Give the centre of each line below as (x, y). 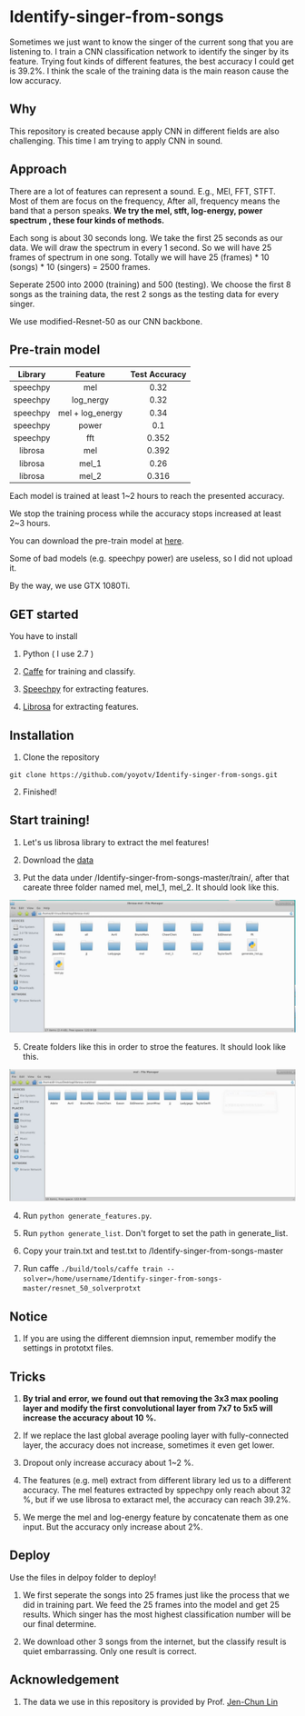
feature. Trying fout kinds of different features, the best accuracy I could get (152, 61)
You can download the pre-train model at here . (97, 541)
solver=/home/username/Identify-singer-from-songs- (122, 1279)
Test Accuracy (158, 374)
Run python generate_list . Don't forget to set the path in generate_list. (155, 1233)
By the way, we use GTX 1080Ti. (70, 586)
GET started (44, 614)
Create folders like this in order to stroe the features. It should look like (154, 1047)
